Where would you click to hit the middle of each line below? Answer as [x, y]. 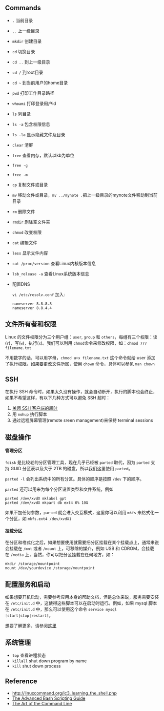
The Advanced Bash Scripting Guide [49, 698]
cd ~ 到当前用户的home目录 [40, 83]
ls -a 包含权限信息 [31, 124]
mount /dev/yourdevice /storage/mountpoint [50, 568]
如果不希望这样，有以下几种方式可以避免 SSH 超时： [58, 398]
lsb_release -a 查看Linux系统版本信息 [51, 273]
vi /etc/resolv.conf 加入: [38, 294]
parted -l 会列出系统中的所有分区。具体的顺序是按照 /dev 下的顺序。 [74, 479]
